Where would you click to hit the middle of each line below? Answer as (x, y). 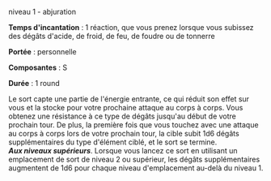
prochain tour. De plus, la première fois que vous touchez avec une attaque (133, 125)
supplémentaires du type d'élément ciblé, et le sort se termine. (113, 142)
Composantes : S (38, 67)
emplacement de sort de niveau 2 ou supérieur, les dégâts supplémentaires (134, 159)
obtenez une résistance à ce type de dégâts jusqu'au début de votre (123, 116)
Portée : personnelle (42, 52)
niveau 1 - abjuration (42, 12)
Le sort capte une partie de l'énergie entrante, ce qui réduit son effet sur (129, 99)
